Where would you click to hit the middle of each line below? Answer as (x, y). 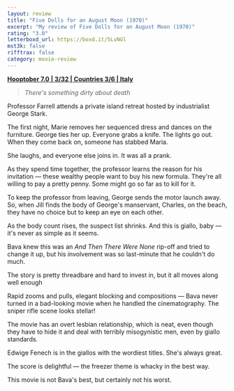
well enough (25, 282)
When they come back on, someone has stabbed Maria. (88, 142)
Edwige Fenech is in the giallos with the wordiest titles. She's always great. (115, 353)
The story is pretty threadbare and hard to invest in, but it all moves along (113, 275)
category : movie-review (42, 59)
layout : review (29, 14)
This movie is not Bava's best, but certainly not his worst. (89, 379)
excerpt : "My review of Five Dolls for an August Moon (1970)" (101, 27)
